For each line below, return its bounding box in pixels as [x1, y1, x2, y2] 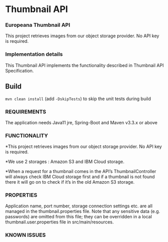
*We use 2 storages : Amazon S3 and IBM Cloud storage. [5, 158, 125, 165]
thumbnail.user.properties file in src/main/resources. [5, 219, 114, 225]
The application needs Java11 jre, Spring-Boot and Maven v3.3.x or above [5, 119, 157, 125]
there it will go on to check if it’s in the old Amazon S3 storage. [5, 179, 135, 185]
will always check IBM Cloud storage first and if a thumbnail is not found [5, 174, 155, 180]
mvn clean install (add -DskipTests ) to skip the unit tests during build [5, 96, 151, 102]
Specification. [5, 67, 34, 73]
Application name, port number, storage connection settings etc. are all [5, 203, 152, 209]
